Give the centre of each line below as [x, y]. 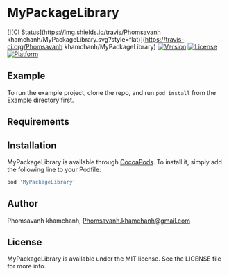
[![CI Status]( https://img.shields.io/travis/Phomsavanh [84, 32]
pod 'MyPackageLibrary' [42, 182]
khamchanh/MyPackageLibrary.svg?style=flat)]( [76, 39]
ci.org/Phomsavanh [35, 46]
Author [23, 204]
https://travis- [164, 39]
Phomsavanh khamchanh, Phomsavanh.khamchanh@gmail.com [99, 221]
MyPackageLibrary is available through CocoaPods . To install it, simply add [114, 162]
